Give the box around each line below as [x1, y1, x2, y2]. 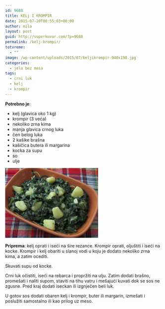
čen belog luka [12, 132, 43, 138]
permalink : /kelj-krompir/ [5, 40, 61, 45]
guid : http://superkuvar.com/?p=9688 [5, 34, 83, 39]
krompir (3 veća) [12, 116, 47, 122]
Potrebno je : [5, 101, 31, 107]
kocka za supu [12, 147, 43, 154]
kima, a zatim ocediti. [5, 253, 49, 259]
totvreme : [5, 45, 26, 50]
